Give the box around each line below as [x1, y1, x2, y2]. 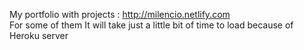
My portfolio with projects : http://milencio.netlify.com [9, 9, 231, 20]
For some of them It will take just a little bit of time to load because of [9, 19, 294, 31]
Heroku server [9, 30, 69, 41]
